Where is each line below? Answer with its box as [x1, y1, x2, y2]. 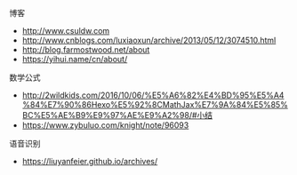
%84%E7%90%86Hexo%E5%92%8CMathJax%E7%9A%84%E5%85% [21, 99, 289, 109]
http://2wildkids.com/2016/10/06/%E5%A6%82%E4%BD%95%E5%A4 [21, 90, 285, 100]
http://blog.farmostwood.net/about [21, 44, 150, 55]
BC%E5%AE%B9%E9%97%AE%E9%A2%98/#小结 [21, 110, 213, 120]
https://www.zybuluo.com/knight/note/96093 [21, 120, 189, 131]
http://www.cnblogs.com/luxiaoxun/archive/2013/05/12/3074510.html [21, 35, 277, 45]
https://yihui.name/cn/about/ [21, 54, 128, 64]
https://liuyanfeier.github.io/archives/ [21, 156, 158, 166]
